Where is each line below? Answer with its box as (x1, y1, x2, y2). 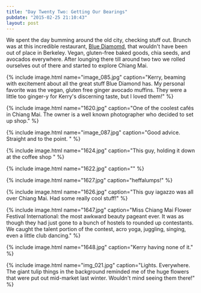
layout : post (6, 20, 39, 26)
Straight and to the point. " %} (6, 135, 81, 143)
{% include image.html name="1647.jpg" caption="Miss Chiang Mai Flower (6, 206, 191, 214)
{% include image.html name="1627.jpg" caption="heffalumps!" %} (6, 177, 173, 184)
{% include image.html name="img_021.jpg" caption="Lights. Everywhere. (6, 262, 191, 269)
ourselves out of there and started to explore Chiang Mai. (6, 62, 149, 69)
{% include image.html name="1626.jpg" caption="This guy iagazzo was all (6, 188, 194, 196)
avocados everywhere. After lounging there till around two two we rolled (6, 55, 185, 63)
